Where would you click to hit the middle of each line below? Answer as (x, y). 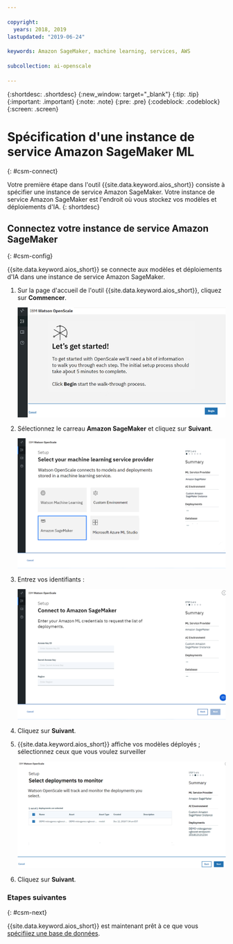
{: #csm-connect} (33, 171)
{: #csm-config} (30, 256)
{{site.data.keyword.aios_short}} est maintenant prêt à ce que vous (103, 926)
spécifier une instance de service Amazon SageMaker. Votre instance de (111, 192)
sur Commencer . (42, 298)
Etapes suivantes (37, 897)
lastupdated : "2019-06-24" (46, 37)
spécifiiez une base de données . (54, 934)
